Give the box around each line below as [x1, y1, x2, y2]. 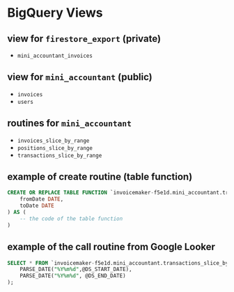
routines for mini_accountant [7, 117, 132, 130]
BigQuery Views [7, 5, 103, 21]
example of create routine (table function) [7, 171, 193, 183]
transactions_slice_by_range [17, 152, 102, 159]
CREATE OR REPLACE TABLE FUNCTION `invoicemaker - [7, 190, 155, 197]
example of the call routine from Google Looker [7, 241, 216, 253]
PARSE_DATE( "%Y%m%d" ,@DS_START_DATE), [19, 266, 132, 273]
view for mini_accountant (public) [7, 71, 153, 83]
